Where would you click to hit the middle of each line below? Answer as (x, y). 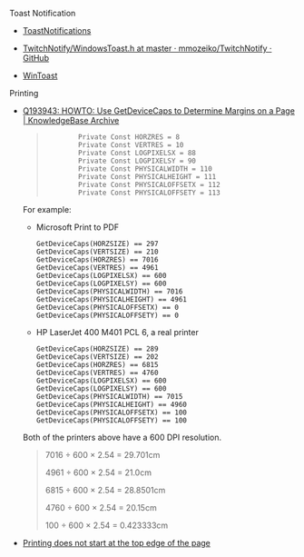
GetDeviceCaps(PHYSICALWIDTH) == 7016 (109, 292)
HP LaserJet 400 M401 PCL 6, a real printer (118, 332)
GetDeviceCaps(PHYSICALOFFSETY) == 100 (112, 421)
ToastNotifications (57, 30)
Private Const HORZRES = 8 (128, 137)
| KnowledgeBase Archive (71, 120)
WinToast (40, 75)
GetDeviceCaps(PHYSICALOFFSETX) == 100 (112, 413)
